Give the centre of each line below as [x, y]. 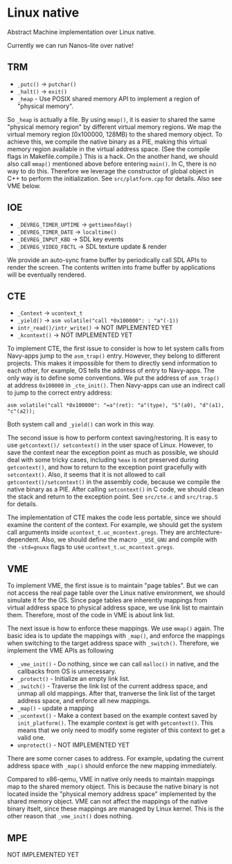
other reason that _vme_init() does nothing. [70, 816]
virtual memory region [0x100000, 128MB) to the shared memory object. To [115, 134]
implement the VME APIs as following [61, 650]
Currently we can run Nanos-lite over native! [70, 45]
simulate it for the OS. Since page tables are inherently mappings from [107, 601]
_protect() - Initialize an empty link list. [73, 679]
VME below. [24, 186]
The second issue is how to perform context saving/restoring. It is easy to [113, 438]
